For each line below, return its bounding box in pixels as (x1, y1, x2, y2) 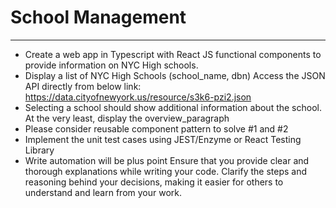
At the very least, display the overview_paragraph (24, 112, 230, 124)
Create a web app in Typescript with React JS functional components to (24, 48, 322, 60)
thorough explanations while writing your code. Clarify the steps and (24, 165, 308, 177)
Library (24, 144, 55, 156)
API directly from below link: (24, 80, 142, 92)
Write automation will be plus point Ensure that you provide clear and (24, 154, 310, 166)
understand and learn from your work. (24, 186, 183, 198)
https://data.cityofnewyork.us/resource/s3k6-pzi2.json (24, 91, 252, 103)
